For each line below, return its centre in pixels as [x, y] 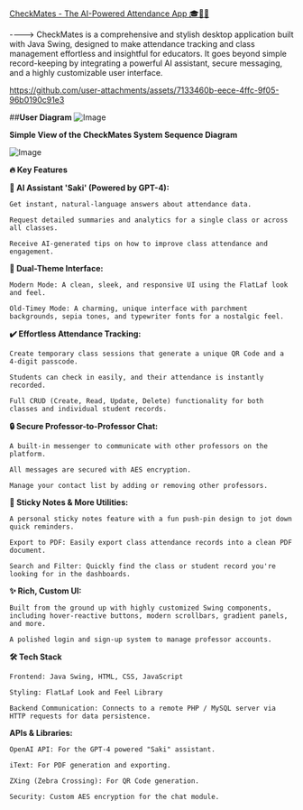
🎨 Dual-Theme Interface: [56, 268]
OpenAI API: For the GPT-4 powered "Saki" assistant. [113, 750]
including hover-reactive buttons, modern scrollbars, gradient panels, [149, 616]
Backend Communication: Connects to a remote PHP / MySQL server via [143, 708]
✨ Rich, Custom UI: [46, 591]
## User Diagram [41, 117]
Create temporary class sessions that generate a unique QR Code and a [147, 354]
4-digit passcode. [44, 362]
